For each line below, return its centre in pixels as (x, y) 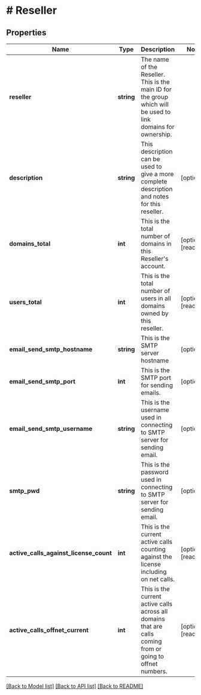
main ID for (156, 89)
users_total (25, 302)
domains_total (30, 244)
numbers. (154, 671)
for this (150, 204)
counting (153, 549)
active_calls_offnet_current (49, 630)
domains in (156, 244)
